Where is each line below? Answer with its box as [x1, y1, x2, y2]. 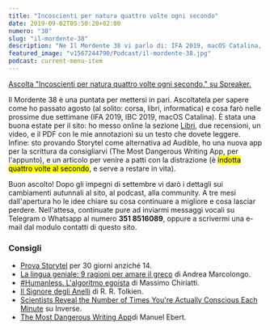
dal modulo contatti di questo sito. [23, 222, 137, 231]
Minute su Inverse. [19, 304, 82, 314]
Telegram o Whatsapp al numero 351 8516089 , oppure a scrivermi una [8, 214, 245, 223]
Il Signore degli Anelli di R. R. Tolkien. [19, 286, 144, 296]
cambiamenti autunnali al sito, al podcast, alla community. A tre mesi [8, 188, 237, 197]
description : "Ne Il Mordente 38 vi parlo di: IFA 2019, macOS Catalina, [8, 42, 263, 50]
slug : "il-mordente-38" [8, 34, 89, 43]
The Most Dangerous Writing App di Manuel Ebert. [19, 312, 187, 322]
